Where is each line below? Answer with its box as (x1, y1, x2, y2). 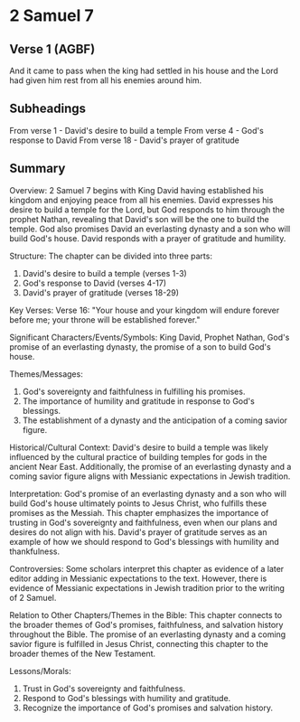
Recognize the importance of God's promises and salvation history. (22, 702, 274, 713)
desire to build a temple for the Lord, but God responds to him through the (9, 204, 286, 215)
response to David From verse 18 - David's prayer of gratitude (9, 135, 239, 145)
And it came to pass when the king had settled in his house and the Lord (9, 65, 278, 76)
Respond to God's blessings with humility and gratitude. (22, 692, 231, 703)
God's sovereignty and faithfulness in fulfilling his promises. (22, 386, 246, 397)
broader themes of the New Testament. (9, 648, 156, 659)
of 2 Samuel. (9, 592, 57, 603)
